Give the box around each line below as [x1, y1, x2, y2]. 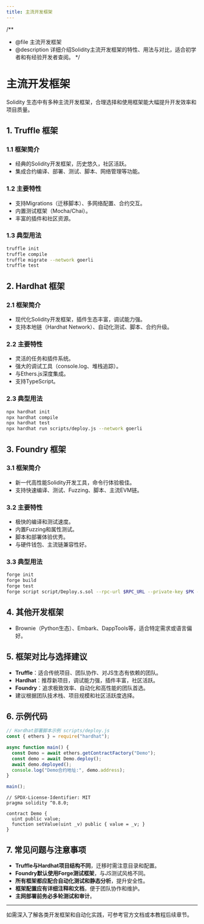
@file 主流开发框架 [15, 38, 62, 46]
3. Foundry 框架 [6, 444, 66, 454]
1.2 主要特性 [6, 184, 42, 193]
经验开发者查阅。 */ [31, 53, 80, 61]
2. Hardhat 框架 [6, 281, 65, 291]
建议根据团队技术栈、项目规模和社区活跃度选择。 [15, 691, 138, 699]
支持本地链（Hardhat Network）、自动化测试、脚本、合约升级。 [15, 323, 173, 331]
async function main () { [6, 744, 69, 751]
